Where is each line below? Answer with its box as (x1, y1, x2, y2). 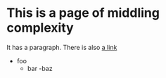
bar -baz (27, 64, 53, 72)
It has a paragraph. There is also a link (6, 43, 117, 51)
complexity (6, 20, 75, 36)
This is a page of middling (6, 5, 160, 21)
